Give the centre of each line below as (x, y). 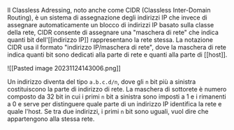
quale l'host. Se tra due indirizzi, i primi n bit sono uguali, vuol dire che (108, 111)
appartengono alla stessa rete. (51, 119)
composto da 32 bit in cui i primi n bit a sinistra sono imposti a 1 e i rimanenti (117, 96)
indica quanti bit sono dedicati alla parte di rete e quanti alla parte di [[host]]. (117, 55)
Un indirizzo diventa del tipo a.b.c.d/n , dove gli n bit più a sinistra (102, 82)
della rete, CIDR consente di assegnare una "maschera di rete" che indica (113, 32)
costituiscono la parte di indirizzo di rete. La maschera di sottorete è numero (117, 89)
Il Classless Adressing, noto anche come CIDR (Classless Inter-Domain (109, 10)
